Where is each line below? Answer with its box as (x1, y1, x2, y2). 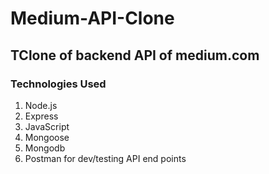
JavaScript (24, 120, 70, 132)
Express (24, 110, 59, 122)
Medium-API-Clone (10, 7, 175, 30)
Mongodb (24, 142, 66, 154)
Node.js (24, 99, 58, 111)
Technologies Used (10, 77, 107, 91)
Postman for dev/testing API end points (24, 152, 187, 164)
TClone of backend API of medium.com (10, 47, 260, 64)
